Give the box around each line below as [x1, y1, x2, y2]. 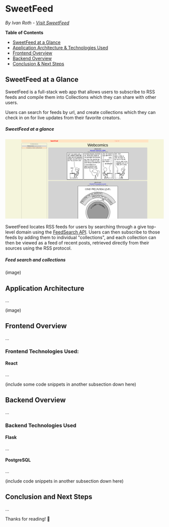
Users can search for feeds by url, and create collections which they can [5, 109, 156, 115]
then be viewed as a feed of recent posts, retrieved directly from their [5, 240, 149, 246]
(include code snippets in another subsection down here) [5, 478, 124, 484]
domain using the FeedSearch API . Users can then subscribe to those [16, 229, 160, 235]
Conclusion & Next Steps [12, 61, 64, 67]
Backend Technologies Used [5, 422, 76, 429]
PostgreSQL [5, 457, 31, 463]
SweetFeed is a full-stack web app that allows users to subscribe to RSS [5, 89, 155, 95]
